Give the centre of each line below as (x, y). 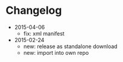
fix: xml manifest (44, 33)
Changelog (34, 11)
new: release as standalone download (71, 46)
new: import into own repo (56, 52)
